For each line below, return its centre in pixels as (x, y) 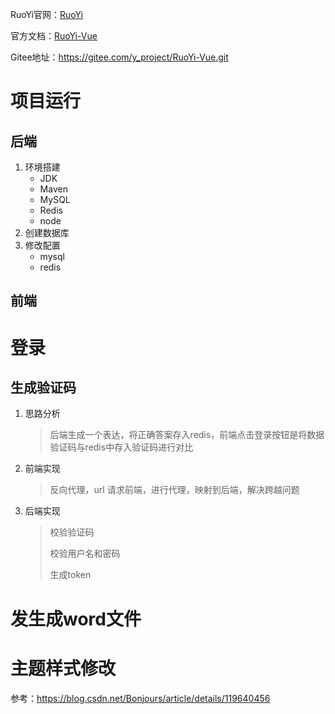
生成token (70, 575)
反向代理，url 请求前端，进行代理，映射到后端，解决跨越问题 (174, 490)
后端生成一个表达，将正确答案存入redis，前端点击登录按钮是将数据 (187, 435)
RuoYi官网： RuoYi (46, 14)
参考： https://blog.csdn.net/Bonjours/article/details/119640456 (140, 698)
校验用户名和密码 (85, 554)
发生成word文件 (76, 619)
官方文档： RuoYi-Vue (54, 36)
